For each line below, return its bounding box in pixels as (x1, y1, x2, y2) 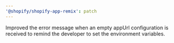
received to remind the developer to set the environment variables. (5, 30, 165, 37)
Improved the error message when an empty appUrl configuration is (5, 24, 169, 31)
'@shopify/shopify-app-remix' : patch (5, 8, 97, 14)
